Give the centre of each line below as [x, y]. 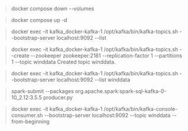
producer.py [58, 98]
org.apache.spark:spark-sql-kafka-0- [121, 91]
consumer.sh [27, 115]
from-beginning [30, 122]
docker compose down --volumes [53, 9]
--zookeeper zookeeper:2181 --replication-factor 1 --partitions [106, 55]
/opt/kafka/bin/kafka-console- [141, 109]
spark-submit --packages [43, 91]
